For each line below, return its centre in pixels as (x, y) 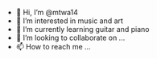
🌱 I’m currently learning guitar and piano (83, 29)
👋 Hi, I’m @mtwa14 (47, 12)
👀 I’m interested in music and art (69, 21)
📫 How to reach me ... (53, 47)
